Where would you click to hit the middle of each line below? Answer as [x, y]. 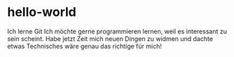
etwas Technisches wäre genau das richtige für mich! [85, 46]
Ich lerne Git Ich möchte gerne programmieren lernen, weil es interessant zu [117, 31]
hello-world [42, 12]
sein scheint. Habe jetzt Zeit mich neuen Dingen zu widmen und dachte [110, 38]
